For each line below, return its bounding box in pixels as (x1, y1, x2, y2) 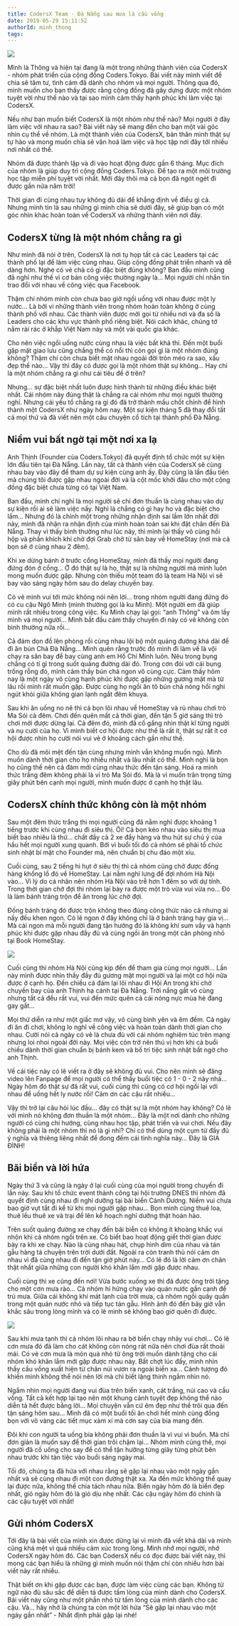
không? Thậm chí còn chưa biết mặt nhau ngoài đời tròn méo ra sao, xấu (7, 354, 220, 362)
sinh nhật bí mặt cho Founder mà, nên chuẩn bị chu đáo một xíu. (7, 848, 196, 857)
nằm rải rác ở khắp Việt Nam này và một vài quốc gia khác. (7, 325, 180, 334)
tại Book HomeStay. (7, 936, 65, 945)
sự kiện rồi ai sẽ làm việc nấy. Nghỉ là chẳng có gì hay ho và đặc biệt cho (7, 504, 221, 513)
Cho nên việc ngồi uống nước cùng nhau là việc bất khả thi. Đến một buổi (7, 339, 223, 347)
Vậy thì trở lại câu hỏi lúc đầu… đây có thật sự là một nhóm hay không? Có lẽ (7, 1103, 231, 1112)
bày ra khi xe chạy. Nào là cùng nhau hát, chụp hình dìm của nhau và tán (7, 1240, 221, 1249)
